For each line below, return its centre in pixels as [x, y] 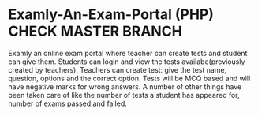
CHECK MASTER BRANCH [95, 31]
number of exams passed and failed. [68, 103]
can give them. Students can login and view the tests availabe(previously [127, 62]
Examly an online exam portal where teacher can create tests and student [128, 53]
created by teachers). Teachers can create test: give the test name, [118, 69]
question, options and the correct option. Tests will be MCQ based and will [129, 78]
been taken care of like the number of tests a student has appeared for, [124, 95]
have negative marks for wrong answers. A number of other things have [125, 86]
